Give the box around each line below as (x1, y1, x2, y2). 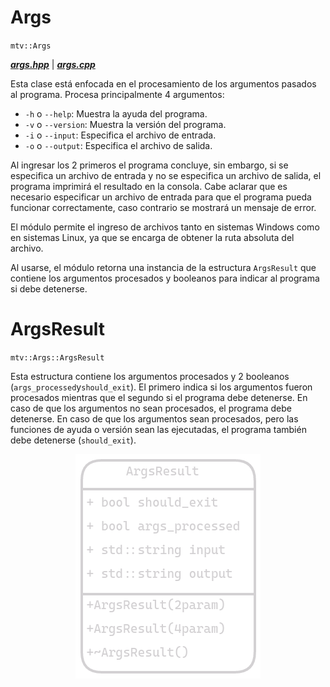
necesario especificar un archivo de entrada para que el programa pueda (10, 191, 312, 203)
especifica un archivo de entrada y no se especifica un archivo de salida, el (10, 169, 322, 181)
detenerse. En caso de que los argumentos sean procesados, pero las (10, 412, 299, 425)
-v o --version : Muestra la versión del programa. (24, 118, 227, 130)
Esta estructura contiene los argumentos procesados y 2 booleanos (10, 370, 290, 382)
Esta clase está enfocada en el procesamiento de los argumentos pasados (10, 77, 317, 90)
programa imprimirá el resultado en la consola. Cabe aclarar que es (10, 180, 288, 192)
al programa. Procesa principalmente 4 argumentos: (10, 88, 225, 100)
